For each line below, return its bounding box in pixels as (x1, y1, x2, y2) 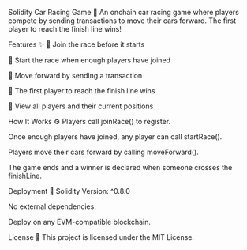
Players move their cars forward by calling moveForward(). (8, 147, 199, 157)
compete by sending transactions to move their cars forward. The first (8, 16, 237, 25)
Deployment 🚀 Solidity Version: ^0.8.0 (8, 187, 130, 195)
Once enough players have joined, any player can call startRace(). (8, 132, 223, 142)
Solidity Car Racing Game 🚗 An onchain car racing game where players (8, 8, 239, 17)
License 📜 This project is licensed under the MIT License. (8, 233, 195, 241)
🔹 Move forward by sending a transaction (8, 71, 143, 80)
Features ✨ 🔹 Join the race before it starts (8, 40, 145, 49)
